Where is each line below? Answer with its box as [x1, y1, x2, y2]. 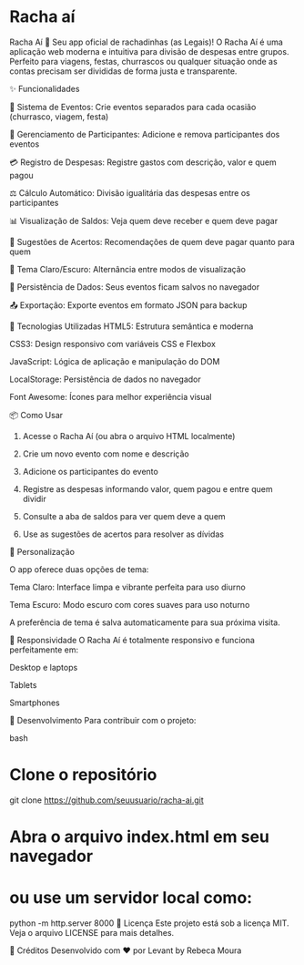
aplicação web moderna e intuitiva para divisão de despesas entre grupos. [9, 46, 289, 56]
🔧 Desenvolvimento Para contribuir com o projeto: [9, 714, 197, 725]
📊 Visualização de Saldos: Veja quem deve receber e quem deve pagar [9, 215, 279, 226]
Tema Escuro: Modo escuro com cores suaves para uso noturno [9, 599, 250, 610]
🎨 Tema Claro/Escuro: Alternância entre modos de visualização [9, 263, 247, 274]
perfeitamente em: [9, 644, 79, 655]
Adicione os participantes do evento [22, 466, 159, 477]
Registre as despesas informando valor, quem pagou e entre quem [22, 483, 273, 494]
